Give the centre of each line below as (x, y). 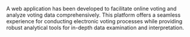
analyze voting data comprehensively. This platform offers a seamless (93, 15)
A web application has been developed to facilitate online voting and (91, 9)
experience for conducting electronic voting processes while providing (94, 21)
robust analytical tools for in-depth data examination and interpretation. (95, 27)
